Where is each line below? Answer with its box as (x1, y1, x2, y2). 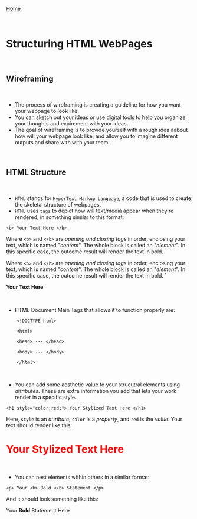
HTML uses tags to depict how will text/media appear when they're (14, 207, 174, 214)
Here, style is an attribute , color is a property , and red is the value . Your (6, 415, 183, 423)
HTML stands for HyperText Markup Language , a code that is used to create (14, 195, 192, 202)
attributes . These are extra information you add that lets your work (14, 387, 177, 394)
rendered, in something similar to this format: (14, 213, 124, 221)
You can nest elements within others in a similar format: (14, 473, 150, 481)
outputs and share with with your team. (14, 138, 110, 146)
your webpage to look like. (14, 107, 80, 114)
